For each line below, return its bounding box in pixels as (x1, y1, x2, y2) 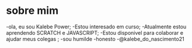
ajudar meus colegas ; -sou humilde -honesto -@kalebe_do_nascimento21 (6, 35, 185, 42)
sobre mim (6, 4, 59, 17)
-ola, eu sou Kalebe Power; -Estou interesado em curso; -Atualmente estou (6, 23, 187, 30)
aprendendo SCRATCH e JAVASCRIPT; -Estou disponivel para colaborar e (6, 29, 184, 36)
